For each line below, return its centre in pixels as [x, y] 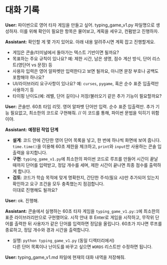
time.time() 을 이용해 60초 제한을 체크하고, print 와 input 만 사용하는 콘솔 [84, 146]
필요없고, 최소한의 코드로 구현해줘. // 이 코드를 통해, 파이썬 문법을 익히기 [80, 113]
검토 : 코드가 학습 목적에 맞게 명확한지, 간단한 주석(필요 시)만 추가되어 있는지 [86, 177]
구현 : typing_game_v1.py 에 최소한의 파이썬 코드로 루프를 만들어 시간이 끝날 [85, 159]
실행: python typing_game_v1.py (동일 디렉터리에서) [63, 240]
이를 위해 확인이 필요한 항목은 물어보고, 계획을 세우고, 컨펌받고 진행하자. [89, 31]
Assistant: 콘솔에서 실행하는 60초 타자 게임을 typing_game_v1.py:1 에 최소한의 [83, 211]
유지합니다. [36, 152]
